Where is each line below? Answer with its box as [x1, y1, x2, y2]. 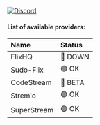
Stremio [10, 91, 37, 101]
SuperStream [10, 105, 54, 115]
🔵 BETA [60, 78, 85, 87]
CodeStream [10, 78, 52, 87]
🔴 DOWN [60, 52, 90, 62]
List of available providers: [7, 22, 85, 31]
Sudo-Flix [10, 65, 44, 75]
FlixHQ [10, 52, 33, 62]
